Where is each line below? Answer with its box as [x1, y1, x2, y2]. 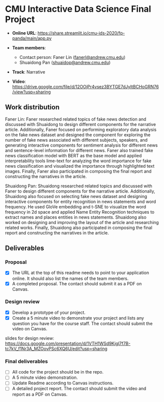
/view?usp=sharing [12, 89, 51, 95]
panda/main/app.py [12, 35, 52, 41]
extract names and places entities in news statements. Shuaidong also [5, 214, 146, 220]
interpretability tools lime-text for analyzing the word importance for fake [5, 158, 152, 164]
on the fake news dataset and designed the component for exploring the [5, 131, 151, 138]
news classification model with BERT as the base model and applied [5, 152, 142, 158]
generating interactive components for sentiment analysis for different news [5, 142, 158, 148]
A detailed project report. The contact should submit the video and [12, 386, 146, 392]
